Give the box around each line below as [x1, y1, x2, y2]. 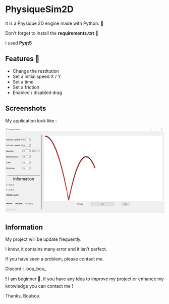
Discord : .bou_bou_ [5, 266, 46, 272]
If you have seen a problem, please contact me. [5, 256, 104, 262]
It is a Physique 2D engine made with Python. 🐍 [5, 20, 104, 26]
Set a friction [12, 84, 39, 90]
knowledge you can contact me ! [5, 283, 73, 289]
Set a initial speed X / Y [12, 73, 62, 79]
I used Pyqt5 [5, 39, 32, 46]
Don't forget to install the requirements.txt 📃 [5, 30, 98, 36]
